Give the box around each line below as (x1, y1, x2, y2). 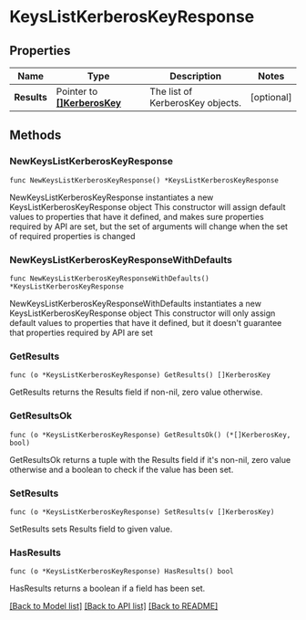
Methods (9, 128, 62, 143)
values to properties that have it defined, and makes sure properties (9, 211, 264, 222)
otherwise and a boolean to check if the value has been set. (9, 464, 234, 475)
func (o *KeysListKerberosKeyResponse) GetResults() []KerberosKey (9, 371, 271, 380)
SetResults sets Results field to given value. (9, 523, 173, 534)
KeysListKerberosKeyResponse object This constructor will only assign (9, 308, 276, 319)
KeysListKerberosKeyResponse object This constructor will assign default (9, 201, 286, 212)
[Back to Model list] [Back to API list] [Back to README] (9, 601, 219, 612)
